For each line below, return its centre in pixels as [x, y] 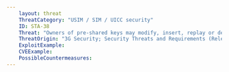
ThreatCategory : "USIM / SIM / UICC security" [86, 20]
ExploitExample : [42, 45]
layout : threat [40, 13]
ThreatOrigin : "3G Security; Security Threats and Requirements [112, 39]
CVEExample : [36, 52]
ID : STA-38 [34, 26]
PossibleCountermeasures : [56, 58]
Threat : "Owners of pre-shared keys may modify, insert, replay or [117, 33]
